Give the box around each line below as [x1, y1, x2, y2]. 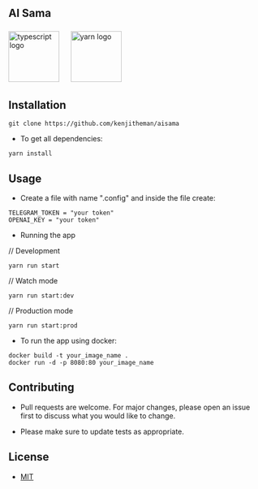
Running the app [19, 230, 75, 240]
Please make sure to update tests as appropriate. [19, 426, 185, 436]
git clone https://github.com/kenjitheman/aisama [8, 119, 180, 128]
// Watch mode [8, 275, 58, 285]
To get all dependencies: [19, 134, 103, 144]
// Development [8, 245, 61, 255]
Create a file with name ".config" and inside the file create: [19, 193, 217, 202]
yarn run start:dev [8, 292, 75, 300]
